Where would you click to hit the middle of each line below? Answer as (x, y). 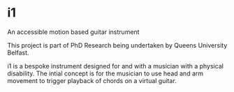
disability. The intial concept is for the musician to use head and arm (105, 73)
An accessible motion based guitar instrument (73, 32)
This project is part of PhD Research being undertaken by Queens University (117, 45)
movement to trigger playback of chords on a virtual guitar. (92, 80)
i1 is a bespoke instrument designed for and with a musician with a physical (115, 66)
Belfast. (18, 53)
